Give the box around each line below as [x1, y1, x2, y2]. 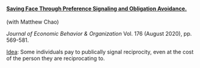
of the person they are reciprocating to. [6, 55, 105, 62]
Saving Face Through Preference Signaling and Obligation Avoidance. [6, 5, 187, 12]
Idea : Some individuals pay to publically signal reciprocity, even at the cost [6, 49, 194, 56]
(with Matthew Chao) [6, 18, 59, 25]
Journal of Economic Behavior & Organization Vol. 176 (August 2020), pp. [6, 30, 192, 38]
